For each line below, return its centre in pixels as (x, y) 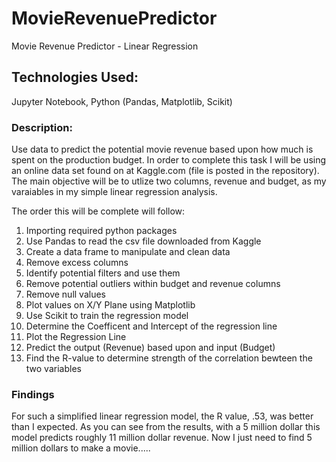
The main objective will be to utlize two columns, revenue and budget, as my (169, 181)
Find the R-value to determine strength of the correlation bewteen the (169, 358)
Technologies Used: (75, 77)
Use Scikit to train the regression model (107, 316)
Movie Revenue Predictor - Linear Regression (105, 46)
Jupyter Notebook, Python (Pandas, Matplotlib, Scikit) (122, 101)
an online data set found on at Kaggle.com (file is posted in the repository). (165, 171)
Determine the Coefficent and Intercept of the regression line (151, 326)
